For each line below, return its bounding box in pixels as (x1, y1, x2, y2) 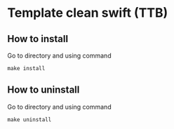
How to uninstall (7, 84, 80, 96)
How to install (7, 33, 69, 45)
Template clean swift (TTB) (7, 5, 168, 21)
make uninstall (7, 116, 52, 123)
